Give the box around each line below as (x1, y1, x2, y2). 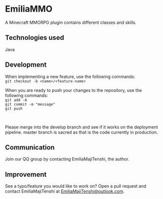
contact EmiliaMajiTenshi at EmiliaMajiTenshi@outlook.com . (5, 188, 125, 194)
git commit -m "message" (5, 102, 55, 107)
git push (5, 106, 23, 111)
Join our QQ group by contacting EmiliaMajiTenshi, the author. (5, 156, 130, 162)
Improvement (5, 170, 47, 179)
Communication (5, 143, 55, 151)
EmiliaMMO (5, 3, 53, 15)
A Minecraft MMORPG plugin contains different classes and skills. (5, 19, 137, 25)
